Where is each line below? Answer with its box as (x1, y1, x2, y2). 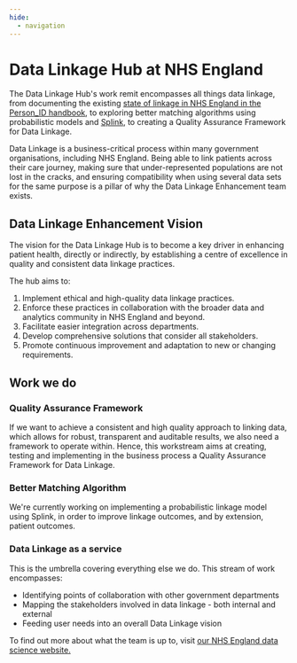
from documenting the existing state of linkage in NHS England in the (9, 98, 262, 109)
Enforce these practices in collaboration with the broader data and (21, 302, 264, 313)
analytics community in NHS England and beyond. (21, 312, 206, 323)
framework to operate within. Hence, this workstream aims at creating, (9, 441, 268, 451)
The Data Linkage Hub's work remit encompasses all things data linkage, (9, 89, 276, 99)
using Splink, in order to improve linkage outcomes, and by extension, (9, 511, 264, 522)
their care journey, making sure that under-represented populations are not (9, 162, 284, 173)
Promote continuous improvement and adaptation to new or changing (21, 340, 277, 351)
